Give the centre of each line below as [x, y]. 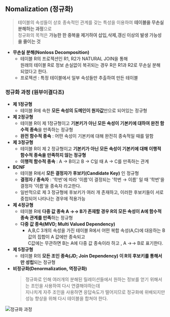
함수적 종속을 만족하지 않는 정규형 [53, 155]
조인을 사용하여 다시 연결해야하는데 [65, 286]
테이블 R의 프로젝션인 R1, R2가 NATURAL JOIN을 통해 [74, 59]
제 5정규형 [23, 250]
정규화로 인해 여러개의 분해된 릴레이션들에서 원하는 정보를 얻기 [87, 279]
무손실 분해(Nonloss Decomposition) [51, 52]
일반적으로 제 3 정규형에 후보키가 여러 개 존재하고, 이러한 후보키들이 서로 [92, 192]
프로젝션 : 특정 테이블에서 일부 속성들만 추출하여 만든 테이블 [79, 77]
